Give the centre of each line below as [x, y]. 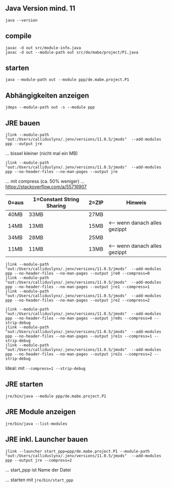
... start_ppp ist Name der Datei [38, 470]
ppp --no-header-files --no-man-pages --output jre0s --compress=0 [79, 318]
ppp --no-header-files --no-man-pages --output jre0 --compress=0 [78, 274]
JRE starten [24, 384]
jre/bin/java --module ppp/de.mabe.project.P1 [56, 396]
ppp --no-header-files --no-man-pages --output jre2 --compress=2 [78, 300]
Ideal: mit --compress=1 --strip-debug [46, 368]
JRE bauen [23, 123]
